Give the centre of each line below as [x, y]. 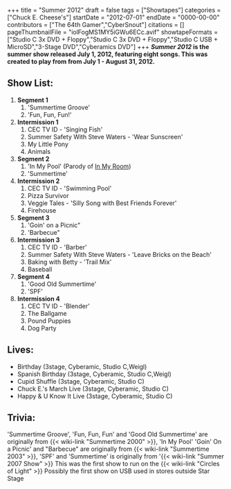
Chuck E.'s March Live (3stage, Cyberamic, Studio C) [93, 389]
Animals [39, 151]
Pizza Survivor [48, 195]
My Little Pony [48, 144]
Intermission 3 [38, 240]
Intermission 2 [38, 181]
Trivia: [21, 418]
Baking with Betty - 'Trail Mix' [70, 262]
